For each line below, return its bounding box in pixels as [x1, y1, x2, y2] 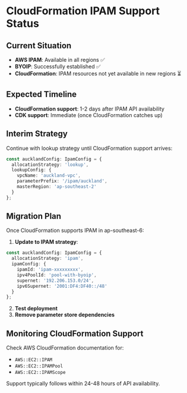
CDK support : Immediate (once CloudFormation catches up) [14, 111, 163, 118]
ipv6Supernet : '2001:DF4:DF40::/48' [17, 283, 108, 289]
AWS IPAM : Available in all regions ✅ [14, 56, 105, 63]
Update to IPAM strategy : [14, 238, 78, 246]
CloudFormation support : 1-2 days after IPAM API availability [14, 105, 165, 112]
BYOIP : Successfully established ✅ [14, 63, 101, 70]
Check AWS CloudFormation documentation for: [6, 344, 124, 351]
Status [6, 17, 40, 30]
